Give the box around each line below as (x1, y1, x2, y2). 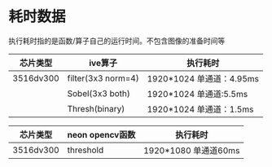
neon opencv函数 (67, 129, 136, 140)
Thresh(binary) (67, 103, 125, 114)
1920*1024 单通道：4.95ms (147, 73, 259, 84)
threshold (67, 144, 104, 156)
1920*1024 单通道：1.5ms (147, 103, 254, 115)
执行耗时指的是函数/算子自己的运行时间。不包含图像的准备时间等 (8, 36, 226, 46)
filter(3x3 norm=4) (67, 73, 140, 84)
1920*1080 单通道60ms (143, 144, 240, 156)
